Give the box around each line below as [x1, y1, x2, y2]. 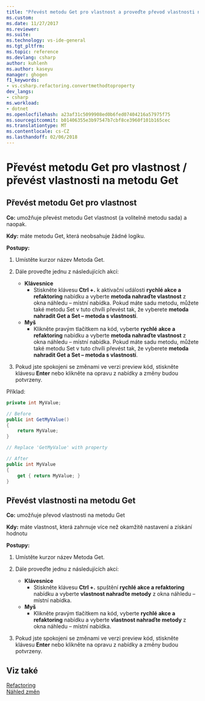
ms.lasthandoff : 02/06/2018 [6, 134, 78, 141]
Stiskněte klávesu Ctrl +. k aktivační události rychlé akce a [33, 286, 181, 294]
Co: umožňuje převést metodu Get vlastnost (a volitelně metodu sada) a [6, 213, 187, 221]
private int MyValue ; [6, 399, 62, 406]
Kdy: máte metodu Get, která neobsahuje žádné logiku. [6, 232, 145, 239]
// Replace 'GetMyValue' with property [6, 445, 108, 451]
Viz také [6, 665, 38, 676]
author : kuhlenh [6, 60, 48, 66]
